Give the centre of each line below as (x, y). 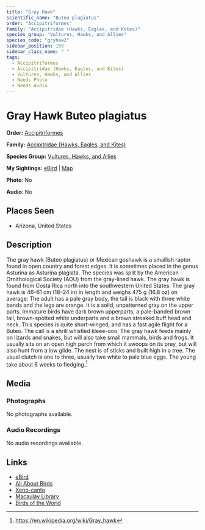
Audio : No (19, 192)
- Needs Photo (30, 80)
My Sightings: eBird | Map (40, 168)
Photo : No (19, 180)
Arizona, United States (43, 226)
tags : (13, 57)
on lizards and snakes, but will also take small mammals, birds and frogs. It (100, 337)
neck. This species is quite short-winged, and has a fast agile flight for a (97, 324)
